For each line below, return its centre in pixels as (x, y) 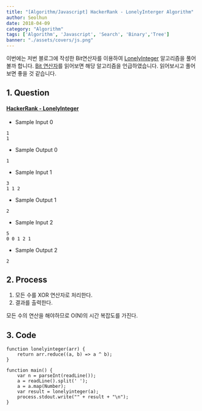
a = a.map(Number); (42, 387)
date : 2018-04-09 (28, 23)
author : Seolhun (27, 18)
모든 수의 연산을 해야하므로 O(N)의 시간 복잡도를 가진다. (72, 316)
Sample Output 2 (36, 250)
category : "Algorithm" (35, 29)
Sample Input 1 (34, 172)
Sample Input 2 (34, 222)
